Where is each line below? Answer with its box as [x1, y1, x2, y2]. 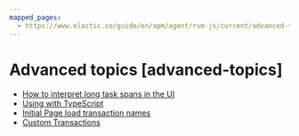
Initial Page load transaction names [21, 108, 151, 118]
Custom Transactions [21, 117, 101, 128]
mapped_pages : [9, 12, 62, 22]
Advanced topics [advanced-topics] [9, 60, 283, 80]
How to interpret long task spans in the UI [21, 89, 175, 100]
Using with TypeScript [21, 99, 104, 109]
